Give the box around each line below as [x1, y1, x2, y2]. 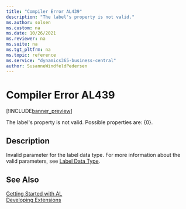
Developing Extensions [6, 196, 61, 203]
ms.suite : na [6, 42, 38, 47]
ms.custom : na [6, 25, 41, 31]
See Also [6, 174, 39, 184]
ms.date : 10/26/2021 [6, 30, 57, 36]
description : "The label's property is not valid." [6, 14, 135, 20]
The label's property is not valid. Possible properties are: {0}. [6, 119, 153, 126]
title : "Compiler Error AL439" [6, 8, 82, 15]
